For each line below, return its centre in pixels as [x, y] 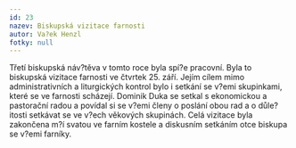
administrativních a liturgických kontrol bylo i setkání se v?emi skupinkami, [146, 86]
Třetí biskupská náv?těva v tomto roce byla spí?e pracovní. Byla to [131, 68]
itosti [18, 115]
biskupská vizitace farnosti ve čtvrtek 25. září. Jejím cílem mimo [127, 78]
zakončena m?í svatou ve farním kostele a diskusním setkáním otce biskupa [148, 125]
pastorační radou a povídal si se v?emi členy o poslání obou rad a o [133, 106]
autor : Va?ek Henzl [45, 34]
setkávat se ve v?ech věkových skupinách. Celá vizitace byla [141, 115]
